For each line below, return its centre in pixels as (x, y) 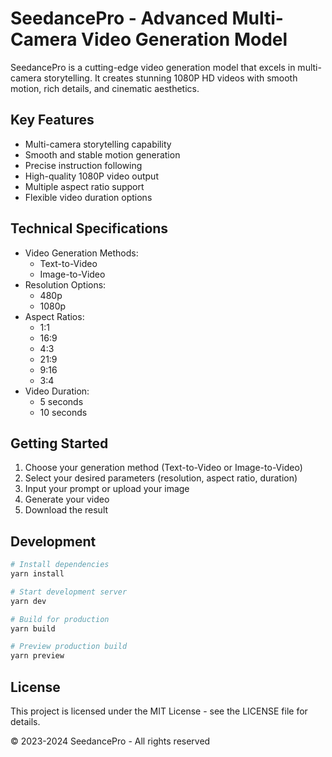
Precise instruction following (83, 165)
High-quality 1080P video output (91, 176)
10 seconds (63, 412)
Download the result (66, 510)
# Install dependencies (60, 565)
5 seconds (61, 401)
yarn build (33, 628)
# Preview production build (69, 647)
